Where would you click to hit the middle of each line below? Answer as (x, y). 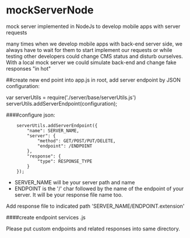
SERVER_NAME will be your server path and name (75, 182)
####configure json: (31, 115)
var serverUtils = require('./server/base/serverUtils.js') (71, 97)
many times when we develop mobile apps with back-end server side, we (94, 44)
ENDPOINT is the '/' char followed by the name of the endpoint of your (99, 188)
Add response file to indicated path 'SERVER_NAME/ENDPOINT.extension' (95, 206)
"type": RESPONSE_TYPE (65, 161)
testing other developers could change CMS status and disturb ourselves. (95, 56)
